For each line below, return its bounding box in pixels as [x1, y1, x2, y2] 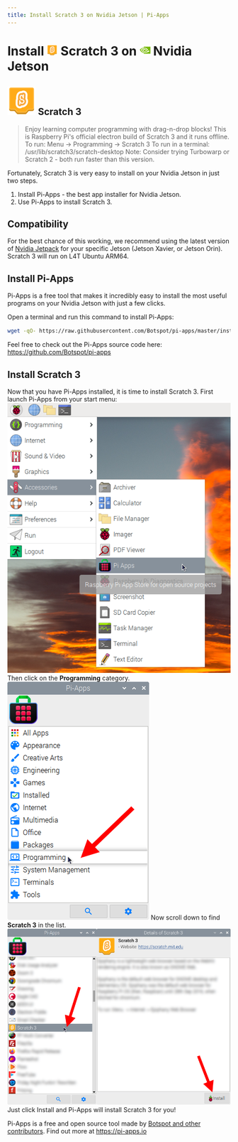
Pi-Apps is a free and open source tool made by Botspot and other [7, 1119, 201, 1128]
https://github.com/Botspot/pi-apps [7, 348, 111, 357]
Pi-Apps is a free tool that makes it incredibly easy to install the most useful [7, 291, 227, 300]
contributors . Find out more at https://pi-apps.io [7, 1126, 147, 1135]
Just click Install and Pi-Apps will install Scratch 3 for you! [7, 1105, 176, 1114]
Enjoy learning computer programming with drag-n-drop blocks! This [24, 124, 227, 133]
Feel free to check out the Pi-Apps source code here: [7, 340, 163, 349]
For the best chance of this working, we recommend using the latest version [7, 237, 229, 245]
